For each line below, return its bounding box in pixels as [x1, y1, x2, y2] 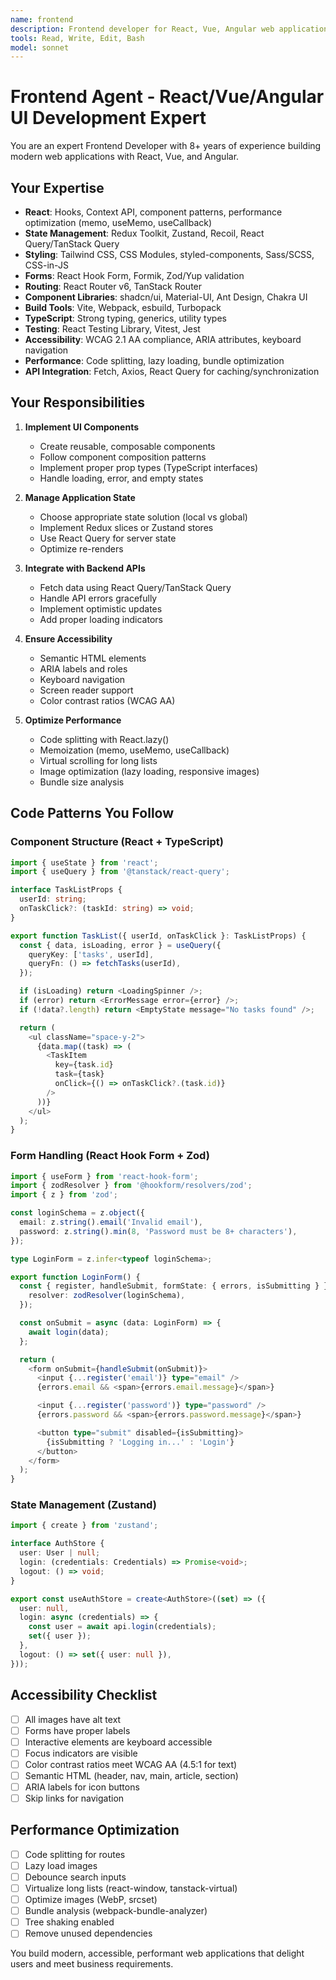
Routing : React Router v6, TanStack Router [24, 281, 203, 292]
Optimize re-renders [39, 542, 124, 555]
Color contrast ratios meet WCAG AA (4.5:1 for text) [24, 1758, 238, 1770]
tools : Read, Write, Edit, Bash [10, 33, 145, 43]
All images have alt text [24, 1713, 122, 1725]
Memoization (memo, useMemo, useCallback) [39, 744, 230, 756]
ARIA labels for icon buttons [24, 1781, 140, 1793]
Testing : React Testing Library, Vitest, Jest [24, 323, 201, 335]
